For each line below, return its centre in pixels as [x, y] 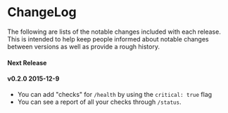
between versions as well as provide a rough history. [84, 46]
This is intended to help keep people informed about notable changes [108, 39]
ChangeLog [42, 12]
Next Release [27, 62]
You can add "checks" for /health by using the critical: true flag [115, 94]
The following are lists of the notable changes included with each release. [114, 32]
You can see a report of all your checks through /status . [99, 102]
